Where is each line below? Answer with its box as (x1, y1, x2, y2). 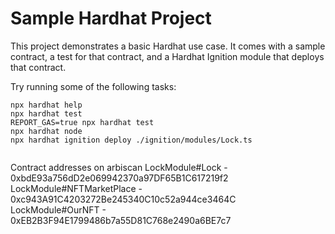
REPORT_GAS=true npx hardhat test (10, 117, 155, 127)
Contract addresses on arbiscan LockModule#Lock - (10, 161, 228, 173)
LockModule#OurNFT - (10, 203, 107, 216)
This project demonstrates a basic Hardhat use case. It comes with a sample (10, 40, 326, 52)
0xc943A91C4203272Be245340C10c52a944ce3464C (10, 193, 237, 205)
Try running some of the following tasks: (10, 80, 177, 92)
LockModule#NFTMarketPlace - (10, 182, 143, 194)
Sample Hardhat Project (10, 7, 212, 30)
